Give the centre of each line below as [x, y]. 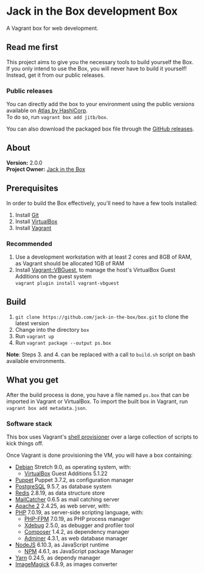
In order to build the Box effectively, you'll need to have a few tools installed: [102, 203]
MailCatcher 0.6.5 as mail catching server [67, 499]
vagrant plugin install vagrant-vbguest [67, 283]
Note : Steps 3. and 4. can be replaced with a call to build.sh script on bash [101, 354]
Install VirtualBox [36, 221]
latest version [32, 323]
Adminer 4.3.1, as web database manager [76, 538]
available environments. [36, 361]
